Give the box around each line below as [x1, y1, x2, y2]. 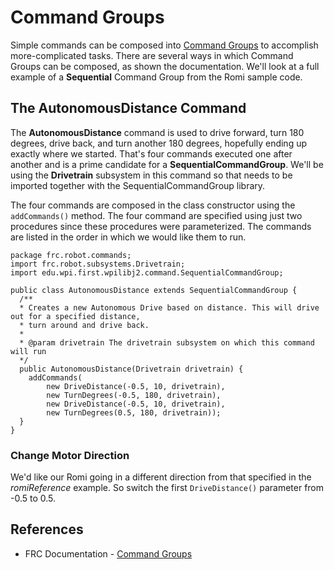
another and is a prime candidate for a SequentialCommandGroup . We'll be [10, 158, 324, 170]
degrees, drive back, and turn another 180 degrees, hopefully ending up [10, 137, 308, 149]
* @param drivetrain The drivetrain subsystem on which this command [19, 337, 315, 348]
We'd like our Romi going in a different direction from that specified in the [10, 471, 312, 483]
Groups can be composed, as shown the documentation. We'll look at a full [10, 60, 320, 72]
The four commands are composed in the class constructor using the [10, 199, 296, 211]
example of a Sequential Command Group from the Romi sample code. [10, 71, 303, 83]
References [10, 521, 84, 538]
